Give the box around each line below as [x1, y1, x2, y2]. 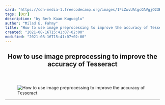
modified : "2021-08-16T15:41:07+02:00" [5, 35, 87, 40]
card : [5, 7, 16, 12]
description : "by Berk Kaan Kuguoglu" [5, 16, 84, 21]
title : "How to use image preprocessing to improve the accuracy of [5, 25, 148, 30]
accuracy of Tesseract [47, 60, 118, 68]
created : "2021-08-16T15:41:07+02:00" [5, 30, 84, 35]
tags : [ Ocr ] [5, 12, 29, 17]
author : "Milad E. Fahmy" [5, 21, 58, 26]
